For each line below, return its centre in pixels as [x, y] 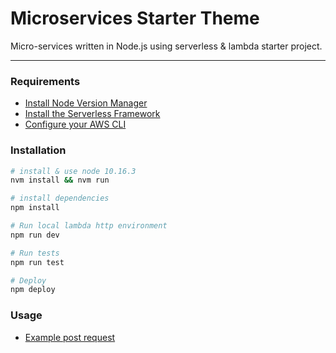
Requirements [45, 81]
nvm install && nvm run [60, 180]
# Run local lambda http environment [89, 226]
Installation [38, 150]
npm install [35, 208]
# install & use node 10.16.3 [73, 171]
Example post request [70, 337]
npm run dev [35, 235]
